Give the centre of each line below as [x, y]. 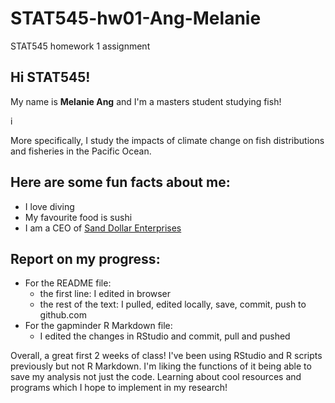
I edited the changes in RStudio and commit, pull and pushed [165, 336]
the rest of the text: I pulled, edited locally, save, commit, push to [173, 304]
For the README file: [68, 283]
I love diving [49, 206]
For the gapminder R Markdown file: [98, 326]
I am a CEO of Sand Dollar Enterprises [103, 228]
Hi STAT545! [50, 77]
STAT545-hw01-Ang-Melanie [136, 18]
